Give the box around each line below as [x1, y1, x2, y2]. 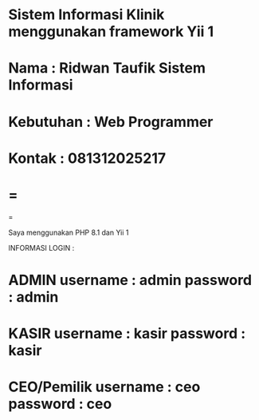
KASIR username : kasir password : [8, 325, 246, 343]
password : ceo [8, 395, 112, 413]
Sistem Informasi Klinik [8, 6, 165, 24]
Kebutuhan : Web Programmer [8, 113, 214, 131]
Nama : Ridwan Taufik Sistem [8, 59, 206, 77]
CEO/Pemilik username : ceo [8, 378, 201, 396]
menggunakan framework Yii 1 [8, 22, 214, 41]
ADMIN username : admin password [8, 271, 253, 289]
